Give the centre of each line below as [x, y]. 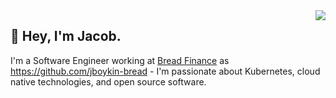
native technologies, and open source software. [108, 81]
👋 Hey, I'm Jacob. [66, 36]
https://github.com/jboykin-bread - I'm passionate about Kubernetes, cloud [165, 71]
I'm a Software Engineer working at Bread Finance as [120, 60]
